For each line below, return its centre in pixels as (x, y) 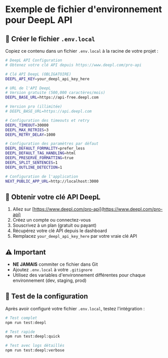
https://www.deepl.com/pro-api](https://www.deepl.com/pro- (98, 209)
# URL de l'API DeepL (28, 88)
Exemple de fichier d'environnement (84, 9)
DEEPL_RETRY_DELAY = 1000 (30, 135)
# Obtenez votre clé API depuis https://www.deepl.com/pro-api (74, 65)
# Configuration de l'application (42, 176)
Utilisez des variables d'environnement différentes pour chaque (79, 275)
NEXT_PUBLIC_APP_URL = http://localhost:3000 (52, 181)
